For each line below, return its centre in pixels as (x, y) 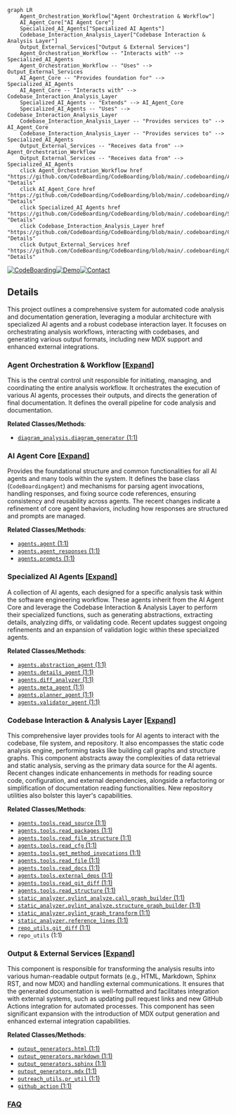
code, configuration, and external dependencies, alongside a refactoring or (116, 780)
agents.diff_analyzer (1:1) (55, 679)
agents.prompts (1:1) (46, 559)
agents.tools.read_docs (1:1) (59, 868)
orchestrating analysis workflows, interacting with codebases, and (103, 331)
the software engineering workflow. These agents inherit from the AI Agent (116, 599)
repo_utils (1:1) (40, 935)
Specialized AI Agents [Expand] (63, 577)
